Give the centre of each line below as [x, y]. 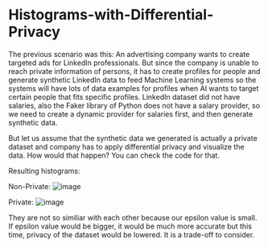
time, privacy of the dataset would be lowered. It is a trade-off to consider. [132, 234]
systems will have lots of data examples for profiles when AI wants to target [134, 88]
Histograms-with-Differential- [111, 15]
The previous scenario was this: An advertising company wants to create [129, 54]
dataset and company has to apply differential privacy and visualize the [126, 146]
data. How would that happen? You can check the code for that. [114, 155]
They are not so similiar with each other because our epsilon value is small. [133, 217]
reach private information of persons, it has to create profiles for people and [134, 71]
